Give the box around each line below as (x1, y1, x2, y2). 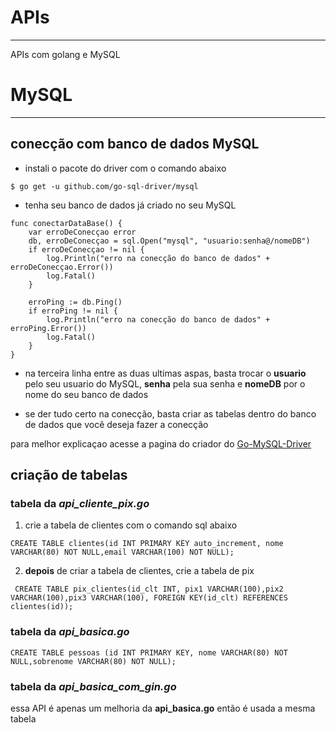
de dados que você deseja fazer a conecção (24, 418, 209, 430)
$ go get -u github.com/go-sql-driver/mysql (10, 181, 199, 191)
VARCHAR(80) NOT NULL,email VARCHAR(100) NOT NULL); (10, 547, 235, 558)
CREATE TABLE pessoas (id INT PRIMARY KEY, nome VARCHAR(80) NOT (10, 647, 288, 658)
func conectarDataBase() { (10, 218, 123, 228)
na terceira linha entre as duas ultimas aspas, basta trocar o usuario (24, 367, 307, 379)
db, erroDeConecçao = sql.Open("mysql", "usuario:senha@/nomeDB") (28, 236, 311, 246)
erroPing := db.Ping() (28, 297, 123, 307)
